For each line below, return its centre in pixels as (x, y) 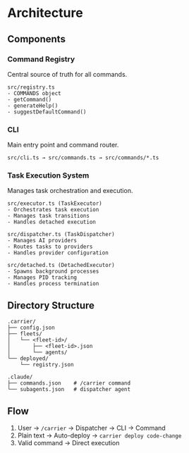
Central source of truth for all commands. (67, 74)
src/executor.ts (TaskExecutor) (55, 204)
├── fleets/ (25, 334)
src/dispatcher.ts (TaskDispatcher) (61, 235)
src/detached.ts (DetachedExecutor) (61, 266)
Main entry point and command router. (63, 145)
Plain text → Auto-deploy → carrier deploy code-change (99, 435)
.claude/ (20, 377)
